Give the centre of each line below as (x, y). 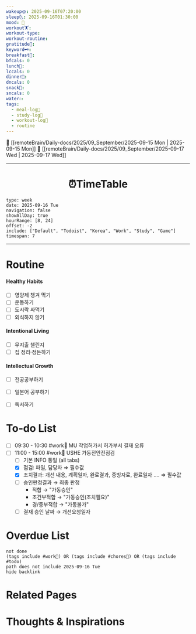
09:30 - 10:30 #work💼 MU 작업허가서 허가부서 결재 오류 (79, 445)
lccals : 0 (18, 71)
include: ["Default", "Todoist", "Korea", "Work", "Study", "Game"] (91, 231)
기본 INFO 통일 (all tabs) (51, 460)
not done (17, 551)
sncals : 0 (18, 93)
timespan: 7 (20, 236)
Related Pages (41, 595)
